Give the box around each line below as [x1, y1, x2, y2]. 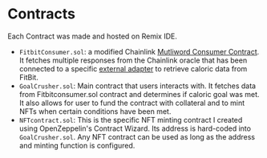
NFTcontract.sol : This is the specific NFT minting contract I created [18, 115, 243, 124]
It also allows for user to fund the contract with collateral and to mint [18, 98, 245, 107]
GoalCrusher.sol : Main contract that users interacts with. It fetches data [18, 81, 257, 91]
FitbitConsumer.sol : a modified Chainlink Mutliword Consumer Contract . [18, 47, 260, 56]
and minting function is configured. [18, 140, 136, 150]
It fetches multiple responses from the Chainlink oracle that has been [18, 55, 248, 65]
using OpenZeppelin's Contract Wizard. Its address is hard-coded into [18, 124, 252, 133]
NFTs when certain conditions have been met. [18, 106, 172, 116]
